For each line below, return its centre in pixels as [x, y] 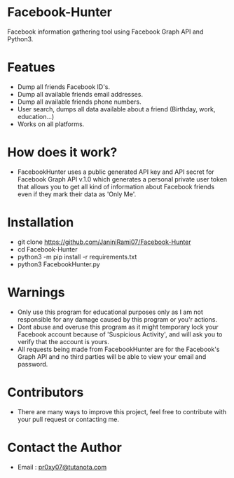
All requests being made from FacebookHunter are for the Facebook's [118, 349]
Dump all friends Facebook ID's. [64, 87]
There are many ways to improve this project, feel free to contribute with [122, 411]
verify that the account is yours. [63, 341]
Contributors [46, 392]
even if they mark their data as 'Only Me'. [77, 194]
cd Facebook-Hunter [47, 249]
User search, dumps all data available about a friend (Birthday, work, [116, 109]
